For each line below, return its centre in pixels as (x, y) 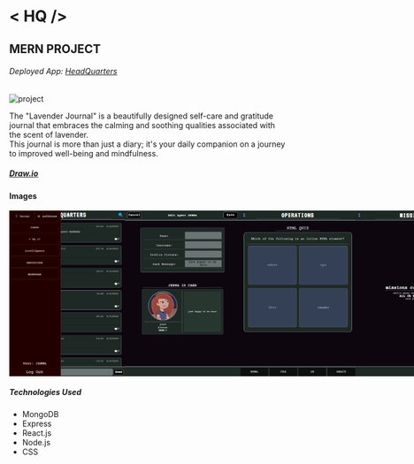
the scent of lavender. (49, 134)
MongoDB (40, 415)
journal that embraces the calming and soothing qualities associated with (142, 125)
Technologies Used (46, 392)
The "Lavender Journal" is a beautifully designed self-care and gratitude (142, 116)
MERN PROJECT (55, 49)
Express (37, 424)
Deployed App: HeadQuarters (63, 72)
